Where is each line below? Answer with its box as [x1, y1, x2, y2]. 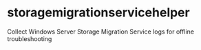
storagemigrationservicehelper [7, 5, 191, 21]
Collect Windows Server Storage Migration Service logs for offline [7, 27, 195, 36]
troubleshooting [7, 34, 52, 42]
